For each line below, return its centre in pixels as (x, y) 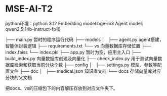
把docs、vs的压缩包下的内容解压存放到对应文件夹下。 (61, 88)
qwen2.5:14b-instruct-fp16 (33, 29)
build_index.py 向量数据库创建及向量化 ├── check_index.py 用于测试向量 (81, 58)
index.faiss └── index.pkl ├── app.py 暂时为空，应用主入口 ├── (73, 52)
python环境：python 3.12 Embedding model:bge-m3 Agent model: (74, 23)
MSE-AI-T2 (29, 9)
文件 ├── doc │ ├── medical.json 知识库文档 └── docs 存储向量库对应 (85, 71)
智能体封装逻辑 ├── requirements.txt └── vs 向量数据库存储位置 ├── (78, 45)
